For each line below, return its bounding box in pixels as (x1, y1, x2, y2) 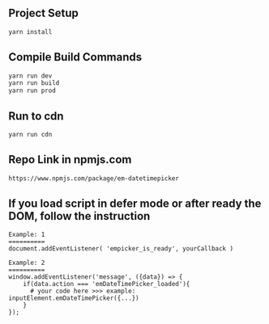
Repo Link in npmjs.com (8, 153, 132, 166)
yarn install (8, 27, 53, 36)
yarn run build (8, 79, 60, 87)
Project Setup (8, 6, 79, 20)
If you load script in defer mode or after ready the (8, 196, 262, 210)
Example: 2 (8, 259, 45, 267)
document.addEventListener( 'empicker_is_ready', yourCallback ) (8, 245, 233, 253)
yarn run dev (8, 72, 53, 80)
